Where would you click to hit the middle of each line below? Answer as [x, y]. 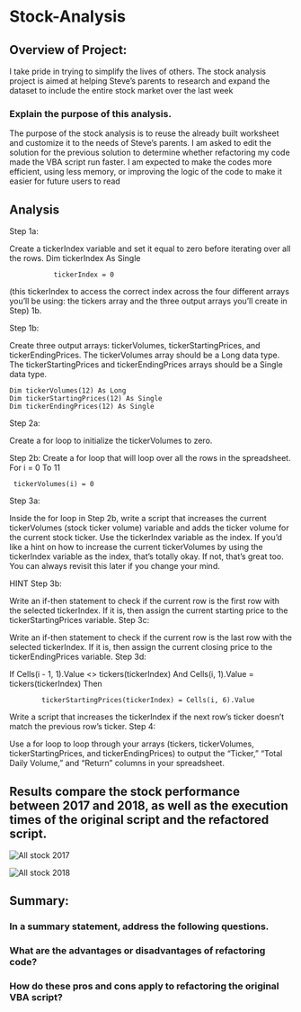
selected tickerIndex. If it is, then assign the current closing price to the [141, 647]
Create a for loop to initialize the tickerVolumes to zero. [111, 441]
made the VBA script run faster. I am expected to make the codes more [141, 162]
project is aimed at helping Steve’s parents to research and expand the [140, 81]
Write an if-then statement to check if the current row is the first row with [145, 601]
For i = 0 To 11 [35, 468]
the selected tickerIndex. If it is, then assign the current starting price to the [149, 610]
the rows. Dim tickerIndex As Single [75, 258]
